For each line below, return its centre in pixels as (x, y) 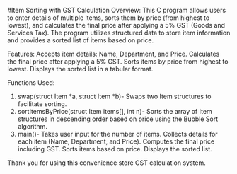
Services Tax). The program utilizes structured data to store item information (119, 33)
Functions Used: (31, 83)
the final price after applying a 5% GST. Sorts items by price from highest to (118, 62)
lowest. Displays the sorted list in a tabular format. (80, 69)
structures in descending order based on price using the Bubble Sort (118, 119)
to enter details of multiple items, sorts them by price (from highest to (109, 18)
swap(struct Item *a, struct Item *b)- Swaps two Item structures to (114, 96)
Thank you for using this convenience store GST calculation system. (107, 163)
